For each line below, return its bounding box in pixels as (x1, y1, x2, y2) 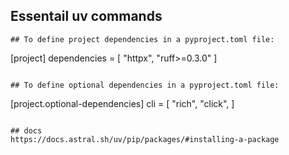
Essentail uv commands (10, 8, 163, 25)
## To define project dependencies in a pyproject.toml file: (10, 34, 275, 44)
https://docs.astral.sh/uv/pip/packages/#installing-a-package (10, 134, 280, 144)
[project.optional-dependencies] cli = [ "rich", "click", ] (10, 97, 235, 109)
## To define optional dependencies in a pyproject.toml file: (10, 80, 280, 90)
